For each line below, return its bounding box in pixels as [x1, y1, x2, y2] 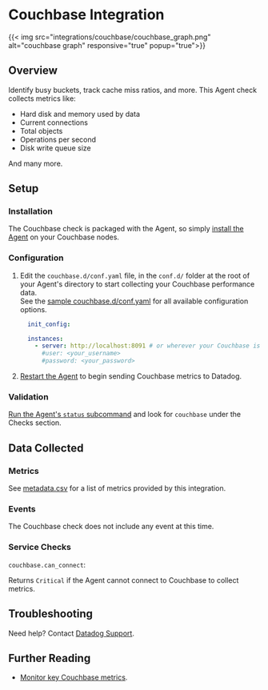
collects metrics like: [8, 94, 76, 103]
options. [19, 304, 47, 314]
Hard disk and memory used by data [19, 109, 140, 118]
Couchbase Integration [8, 6, 165, 24]
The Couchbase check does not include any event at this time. [8, 522, 214, 532]
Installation [8, 206, 54, 217]
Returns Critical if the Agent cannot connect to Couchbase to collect [8, 575, 239, 585]
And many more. [8, 158, 63, 168]
